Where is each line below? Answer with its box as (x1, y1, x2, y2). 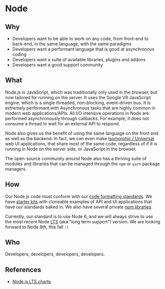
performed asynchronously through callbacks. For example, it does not (5, 115, 149, 121)
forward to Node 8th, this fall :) (5, 224, 69, 230)
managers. (5, 166, 27, 172)
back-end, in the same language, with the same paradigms (12, 41, 132, 47)
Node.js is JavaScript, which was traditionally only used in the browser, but (5, 89, 158, 95)
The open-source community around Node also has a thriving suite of (5, 155, 147, 161)
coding (12, 51, 27, 57)
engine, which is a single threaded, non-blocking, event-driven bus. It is (5, 100, 151, 106)
